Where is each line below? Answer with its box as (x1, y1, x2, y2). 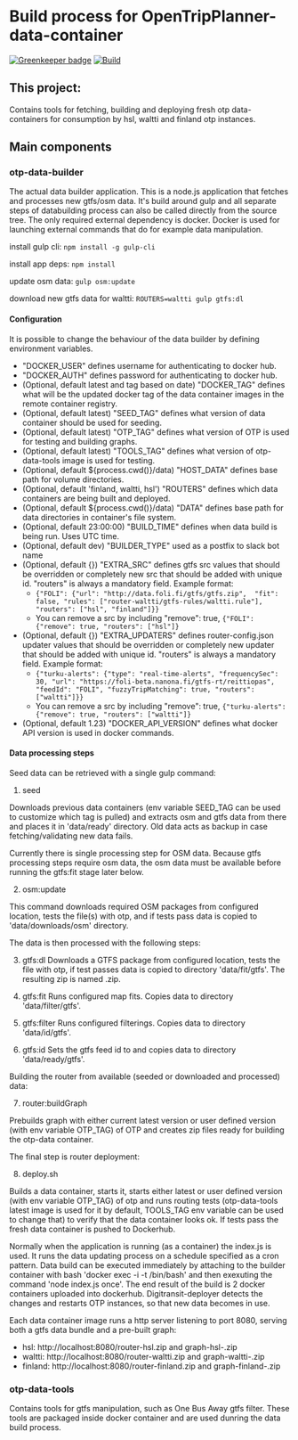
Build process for (9, 6, 139, 27)
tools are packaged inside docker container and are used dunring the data (9, 1412, 281, 1423)
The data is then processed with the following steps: (9, 937, 202, 948)
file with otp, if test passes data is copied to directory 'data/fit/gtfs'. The (21, 964, 286, 975)
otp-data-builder (9, 167, 85, 179)
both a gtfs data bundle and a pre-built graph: (9, 1324, 177, 1335)
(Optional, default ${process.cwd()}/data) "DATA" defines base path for (21, 502, 285, 513)
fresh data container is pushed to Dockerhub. (9, 1223, 176, 1234)
